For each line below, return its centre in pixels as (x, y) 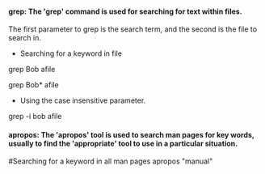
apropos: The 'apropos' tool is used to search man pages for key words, (131, 134)
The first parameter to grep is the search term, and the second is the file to (132, 29)
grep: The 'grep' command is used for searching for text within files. (125, 11)
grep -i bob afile (35, 117)
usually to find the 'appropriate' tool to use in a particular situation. (123, 143)
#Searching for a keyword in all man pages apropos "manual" (111, 161)
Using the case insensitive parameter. (83, 100)
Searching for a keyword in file (71, 53)
